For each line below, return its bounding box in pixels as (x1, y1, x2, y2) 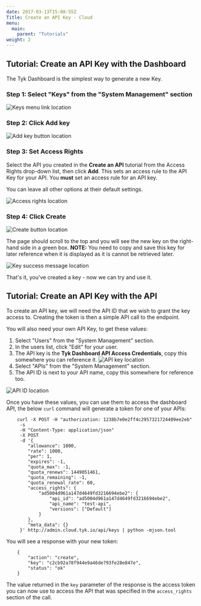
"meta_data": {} (28, 522, 69, 528)
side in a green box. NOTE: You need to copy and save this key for (20, 244, 185, 251)
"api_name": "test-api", (49, 501, 112, 507)
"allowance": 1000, (28, 443, 77, 449)
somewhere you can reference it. (14, 356, 97, 363)
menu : (6, 20, 20, 26)
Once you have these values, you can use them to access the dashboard (6, 398, 187, 406)
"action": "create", (28, 554, 79, 560)
